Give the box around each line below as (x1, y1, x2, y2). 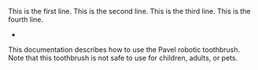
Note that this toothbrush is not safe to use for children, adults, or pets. (8, 54, 238, 62)
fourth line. (8, 15, 43, 24)
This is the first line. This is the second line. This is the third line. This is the (8, 7, 251, 16)
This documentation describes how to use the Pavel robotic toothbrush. (8, 45, 241, 54)
